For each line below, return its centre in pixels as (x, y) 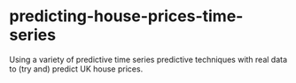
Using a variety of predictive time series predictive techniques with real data (148, 59)
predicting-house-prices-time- (126, 16)
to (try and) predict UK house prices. (76, 69)
